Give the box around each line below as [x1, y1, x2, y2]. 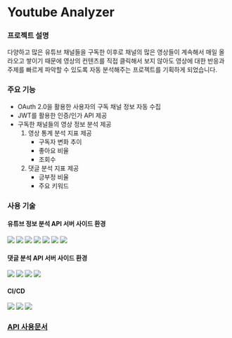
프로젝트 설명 [7, 31, 49, 41]
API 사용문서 [7, 322, 48, 332]
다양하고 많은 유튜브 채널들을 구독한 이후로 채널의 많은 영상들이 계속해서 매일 [7, 48, 218, 56]
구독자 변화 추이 [38, 137, 82, 146]
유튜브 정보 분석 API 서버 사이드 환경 [7, 220, 106, 228]
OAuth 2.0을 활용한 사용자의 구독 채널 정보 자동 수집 [17, 102, 162, 111]
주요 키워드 [38, 181, 69, 190]
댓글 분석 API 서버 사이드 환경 [7, 254, 88, 262]
